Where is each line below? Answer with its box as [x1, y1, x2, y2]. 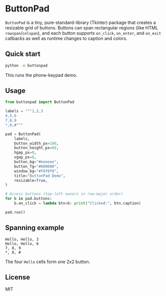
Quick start [5, 50, 41, 58]
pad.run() [5, 210, 26, 215]
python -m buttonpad [5, 63, 48, 68]
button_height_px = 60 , [14, 146, 59, 150]
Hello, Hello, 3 [5, 237, 39, 242]
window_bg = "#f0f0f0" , [14, 168, 59, 173]
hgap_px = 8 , [14, 150, 37, 155]
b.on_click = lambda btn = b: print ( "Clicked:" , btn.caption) [14, 201, 141, 206]
